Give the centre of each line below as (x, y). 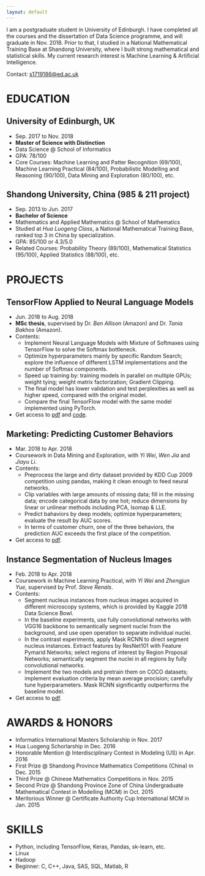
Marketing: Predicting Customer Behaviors (90, 434)
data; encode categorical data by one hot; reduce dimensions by (106, 501)
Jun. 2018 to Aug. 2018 (44, 317)
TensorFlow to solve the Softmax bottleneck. (81, 350)
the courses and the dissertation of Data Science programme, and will (95, 36)
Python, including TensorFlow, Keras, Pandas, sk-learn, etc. (90, 847)
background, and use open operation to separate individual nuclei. (108, 633)
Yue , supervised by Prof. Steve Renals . (64, 587)
